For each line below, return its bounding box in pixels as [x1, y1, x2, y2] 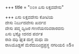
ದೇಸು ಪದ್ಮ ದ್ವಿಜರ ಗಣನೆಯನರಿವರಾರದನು [5, 25, 65, 31]
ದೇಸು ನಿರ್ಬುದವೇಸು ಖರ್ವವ [5, 20, 46, 25]
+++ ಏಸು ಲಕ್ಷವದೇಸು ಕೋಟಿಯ [5, 14, 53, 20]
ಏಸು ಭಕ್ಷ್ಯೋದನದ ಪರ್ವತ [5, 31, 43, 37]
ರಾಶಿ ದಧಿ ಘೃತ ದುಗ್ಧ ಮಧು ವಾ [5, 37, 49, 42]
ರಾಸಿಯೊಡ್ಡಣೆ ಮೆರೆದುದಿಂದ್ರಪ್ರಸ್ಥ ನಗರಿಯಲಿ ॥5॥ [5, 42, 75, 48]
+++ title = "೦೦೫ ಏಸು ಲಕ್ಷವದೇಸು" [5, 4, 64, 10]
